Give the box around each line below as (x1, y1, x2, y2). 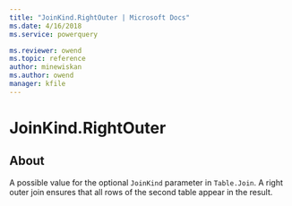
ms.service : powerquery (9, 30, 99, 39)
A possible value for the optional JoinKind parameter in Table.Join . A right (9, 176, 284, 188)
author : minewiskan (9, 63, 82, 72)
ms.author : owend (9, 71, 74, 81)
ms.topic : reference (9, 55, 87, 64)
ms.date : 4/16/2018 (9, 21, 82, 30)
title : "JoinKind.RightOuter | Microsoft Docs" (9, 13, 191, 22)
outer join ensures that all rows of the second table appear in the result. (9, 186, 273, 197)
